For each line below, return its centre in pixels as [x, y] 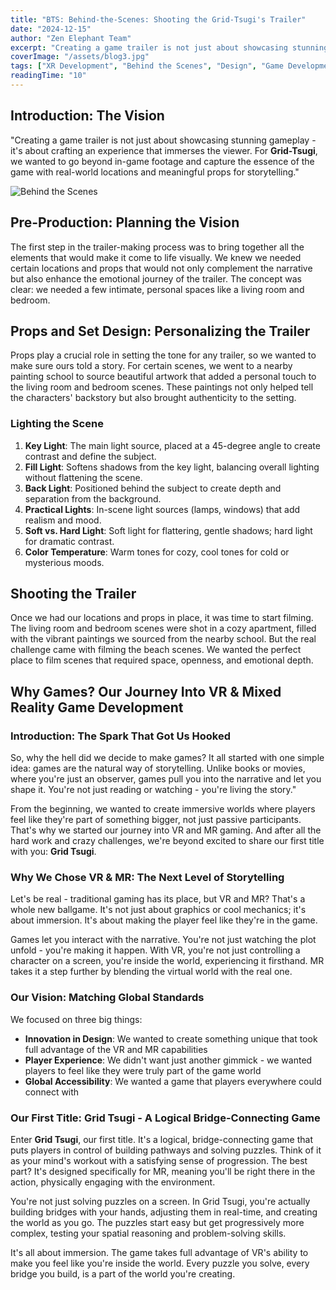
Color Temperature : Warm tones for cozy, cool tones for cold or [157, 552]
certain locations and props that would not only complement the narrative [161, 268]
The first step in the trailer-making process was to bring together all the [157, 247]
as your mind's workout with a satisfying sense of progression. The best [159, 1160]
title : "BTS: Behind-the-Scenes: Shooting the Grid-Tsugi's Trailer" [158, 19]
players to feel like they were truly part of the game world [143, 1070]
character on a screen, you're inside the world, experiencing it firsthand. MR [167, 961]
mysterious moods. [64, 562]
